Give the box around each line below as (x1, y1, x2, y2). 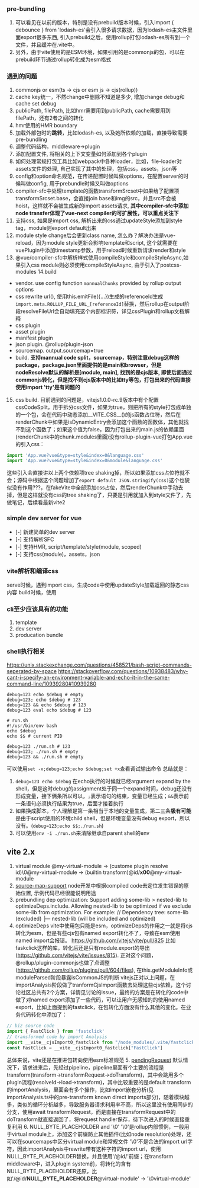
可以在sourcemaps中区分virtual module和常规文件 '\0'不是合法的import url (6, 1138, 188, 1145)
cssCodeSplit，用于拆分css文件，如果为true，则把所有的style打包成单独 (15, 404, 191, 411)
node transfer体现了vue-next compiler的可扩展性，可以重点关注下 (15, 209, 179, 216)
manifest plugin (15, 334, 53, 341)
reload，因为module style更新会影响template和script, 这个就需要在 (15, 239, 178, 246)
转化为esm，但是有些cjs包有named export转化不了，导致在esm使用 (15, 930, 181, 937)
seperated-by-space (6, 667, 57, 674)
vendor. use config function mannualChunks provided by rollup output (15, 279, 182, 286)
